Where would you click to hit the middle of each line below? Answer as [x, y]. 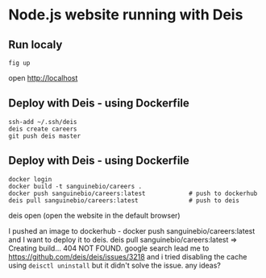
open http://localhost [43, 78]
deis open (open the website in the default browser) [94, 215]
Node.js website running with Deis [126, 15]
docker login [30, 179]
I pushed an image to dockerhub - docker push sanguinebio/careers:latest [132, 230]
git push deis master [45, 136]
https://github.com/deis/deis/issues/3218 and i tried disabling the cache [128, 256]
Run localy [35, 45]
